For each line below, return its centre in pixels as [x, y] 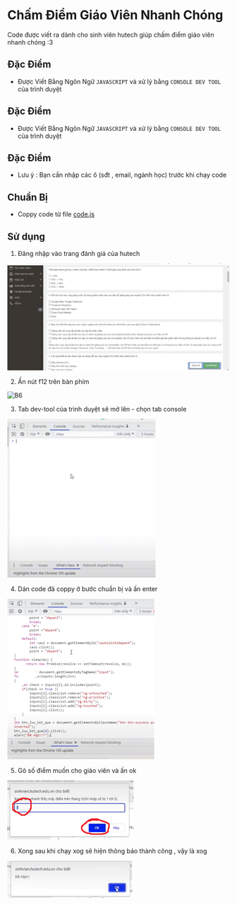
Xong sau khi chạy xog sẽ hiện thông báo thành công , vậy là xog [112, 851]
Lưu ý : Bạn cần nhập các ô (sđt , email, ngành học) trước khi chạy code [122, 175]
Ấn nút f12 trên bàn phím [53, 381]
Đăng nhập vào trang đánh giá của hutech [79, 253]
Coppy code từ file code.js [56, 214]
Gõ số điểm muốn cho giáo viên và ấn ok [77, 770]
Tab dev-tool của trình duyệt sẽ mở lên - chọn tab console [102, 409]
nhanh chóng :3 [30, 42]
